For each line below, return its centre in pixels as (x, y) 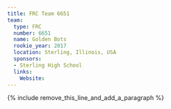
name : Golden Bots (40, 40)
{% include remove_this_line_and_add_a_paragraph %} (86, 98)
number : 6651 (32, 33)
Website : (32, 78)
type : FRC (27, 26)
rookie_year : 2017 (40, 46)
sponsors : (27, 59)
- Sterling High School (48, 65)
